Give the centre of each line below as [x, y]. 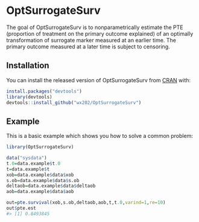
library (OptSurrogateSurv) [40, 147]
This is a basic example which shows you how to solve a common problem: [99, 136]
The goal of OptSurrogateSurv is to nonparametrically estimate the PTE [95, 27]
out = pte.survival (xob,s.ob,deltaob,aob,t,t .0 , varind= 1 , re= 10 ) [86, 203]
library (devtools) [29, 97]
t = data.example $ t [28, 169]
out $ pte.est [21, 208]
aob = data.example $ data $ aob [40, 192]
